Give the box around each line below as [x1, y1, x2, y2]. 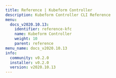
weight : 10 [14, 36, 38, 42]
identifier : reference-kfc [14, 27, 72, 32]
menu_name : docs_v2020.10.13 [5, 46, 67, 51]
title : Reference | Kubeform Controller [5, 7, 93, 13]
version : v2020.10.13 [10, 65, 56, 70]
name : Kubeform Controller [14, 31, 72, 36]
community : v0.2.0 [10, 55, 50, 61]
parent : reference [14, 41, 54, 46]
